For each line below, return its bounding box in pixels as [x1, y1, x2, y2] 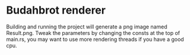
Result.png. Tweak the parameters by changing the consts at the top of [6, 29, 180, 36]
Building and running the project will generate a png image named [6, 23, 167, 30]
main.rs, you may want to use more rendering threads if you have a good [6, 35, 184, 43]
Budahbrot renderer [6, 4, 106, 17]
